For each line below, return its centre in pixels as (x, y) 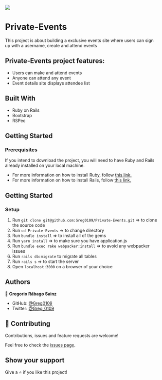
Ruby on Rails (26, 110)
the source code (28, 225)
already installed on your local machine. (45, 165)
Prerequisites (21, 150)
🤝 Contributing (28, 324)
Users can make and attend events (47, 73)
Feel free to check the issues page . (40, 345)
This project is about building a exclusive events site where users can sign (80, 40)
